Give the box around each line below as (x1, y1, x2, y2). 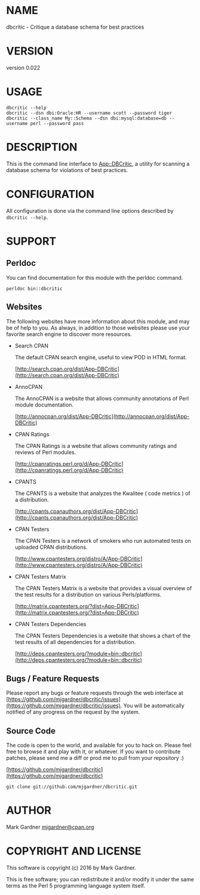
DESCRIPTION (6, 140, 78, 154)
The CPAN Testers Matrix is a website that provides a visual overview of (14, 584, 192, 592)
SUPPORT (6, 234, 57, 248)
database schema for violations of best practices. (6, 166, 128, 173)
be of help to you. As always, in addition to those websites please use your (6, 324, 190, 331)
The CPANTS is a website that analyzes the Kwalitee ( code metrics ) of (14, 490, 191, 497)
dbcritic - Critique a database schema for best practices (6, 23, 144, 30)
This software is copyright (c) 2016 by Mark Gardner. (6, 865, 136, 871)
